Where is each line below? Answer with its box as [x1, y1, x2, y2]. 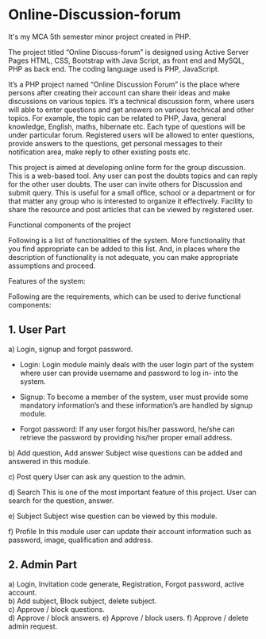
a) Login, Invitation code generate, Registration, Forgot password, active [8, 579, 245, 589]
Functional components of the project [8, 220, 131, 230]
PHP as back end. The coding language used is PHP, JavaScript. [8, 64, 220, 73]
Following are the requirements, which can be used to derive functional [8, 292, 241, 301]
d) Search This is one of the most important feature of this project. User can [8, 487, 256, 497]
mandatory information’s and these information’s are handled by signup [19, 400, 253, 410]
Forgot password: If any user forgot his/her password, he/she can [19, 424, 236, 434]
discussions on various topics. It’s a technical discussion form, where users [8, 96, 255, 106]
